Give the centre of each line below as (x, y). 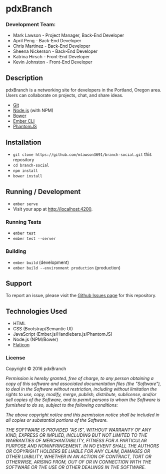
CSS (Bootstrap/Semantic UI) (43, 329)
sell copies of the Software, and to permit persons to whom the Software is (83, 400)
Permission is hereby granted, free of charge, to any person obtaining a (80, 378)
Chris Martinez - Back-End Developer (51, 46)
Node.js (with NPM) (33, 111)
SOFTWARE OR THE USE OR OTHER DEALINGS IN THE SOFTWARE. (76, 467)
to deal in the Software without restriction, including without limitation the (81, 389)
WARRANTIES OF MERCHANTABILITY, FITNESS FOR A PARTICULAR (76, 441)
